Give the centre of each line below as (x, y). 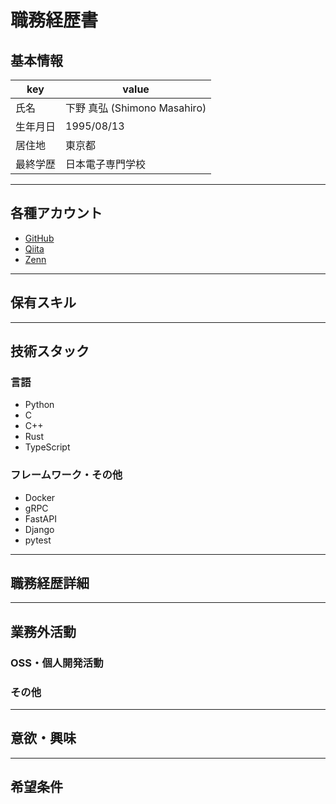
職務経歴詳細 (50, 583)
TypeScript (47, 447)
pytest (38, 540)
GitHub (39, 238)
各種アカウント (56, 213)
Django (39, 529)
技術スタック (50, 351)
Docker (40, 497)
